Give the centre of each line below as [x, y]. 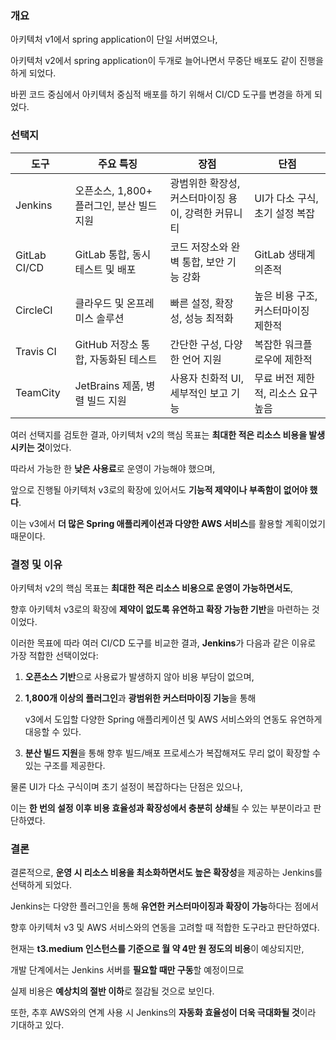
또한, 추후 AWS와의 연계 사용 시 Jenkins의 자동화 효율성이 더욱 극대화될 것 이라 [163, 1013]
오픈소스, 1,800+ [113, 190]
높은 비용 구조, [286, 295]
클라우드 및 [99, 303]
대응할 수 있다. [53, 731]
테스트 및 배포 [105, 269]
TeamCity [38, 392]
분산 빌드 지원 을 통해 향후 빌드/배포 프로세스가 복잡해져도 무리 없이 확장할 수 [172, 753]
